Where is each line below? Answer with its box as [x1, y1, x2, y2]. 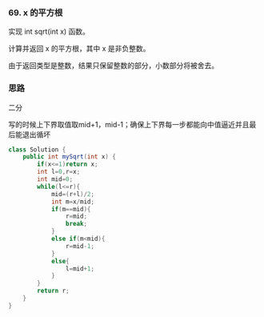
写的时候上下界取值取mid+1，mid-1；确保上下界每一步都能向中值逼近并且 [8, 119, 250, 129]
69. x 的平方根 [8, 6, 63, 18]
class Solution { [8, 146, 66, 154]
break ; [65, 220, 88, 228]
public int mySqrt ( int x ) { [22, 153, 116, 161]
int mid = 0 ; [37, 175, 74, 183]
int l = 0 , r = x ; [37, 168, 81, 176]
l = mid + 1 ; [65, 264, 94, 273]
